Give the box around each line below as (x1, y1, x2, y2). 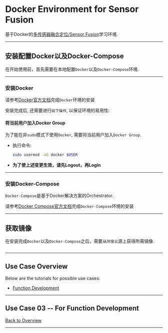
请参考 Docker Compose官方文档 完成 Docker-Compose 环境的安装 (5, 203, 134, 209)
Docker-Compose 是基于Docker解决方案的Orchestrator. (5, 193, 114, 199)
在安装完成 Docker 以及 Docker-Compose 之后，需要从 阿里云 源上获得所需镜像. (5, 238, 154, 244)
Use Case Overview (5, 262, 68, 271)
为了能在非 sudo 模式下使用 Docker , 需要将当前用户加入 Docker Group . (5, 132, 141, 138)
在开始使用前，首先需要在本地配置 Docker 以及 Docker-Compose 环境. (5, 66, 139, 72)
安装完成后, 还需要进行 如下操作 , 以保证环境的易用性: (5, 107, 110, 113)
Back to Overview (5, 317, 41, 323)
